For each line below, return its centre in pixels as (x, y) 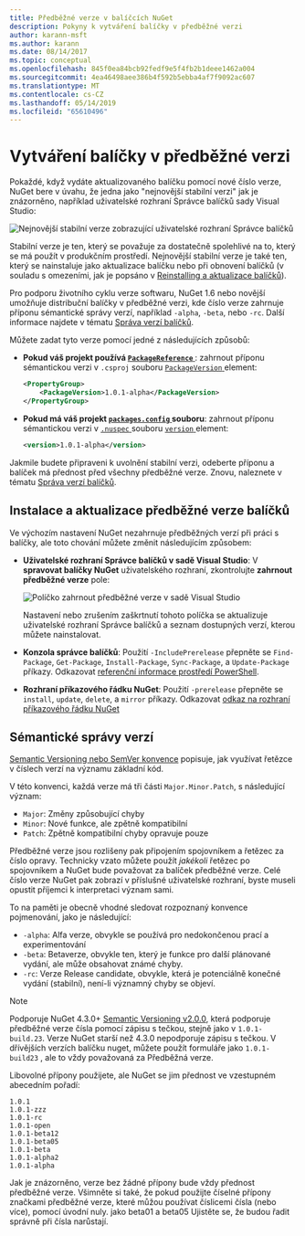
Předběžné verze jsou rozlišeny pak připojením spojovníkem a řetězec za (147, 851)
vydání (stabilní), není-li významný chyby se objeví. (119, 984)
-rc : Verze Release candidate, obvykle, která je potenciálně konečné (152, 974)
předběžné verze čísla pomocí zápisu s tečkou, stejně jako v (123, 1029)
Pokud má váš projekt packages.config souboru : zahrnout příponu (148, 418)
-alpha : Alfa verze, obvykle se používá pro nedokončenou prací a (146, 935)
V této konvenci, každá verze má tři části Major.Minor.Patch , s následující (147, 787)
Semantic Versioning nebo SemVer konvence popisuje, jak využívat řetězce (151, 759)
